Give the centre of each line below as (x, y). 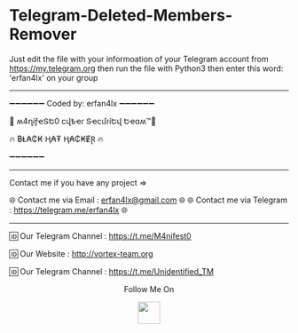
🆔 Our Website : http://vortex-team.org (81, 253)
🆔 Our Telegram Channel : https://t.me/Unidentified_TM (112, 271)
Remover (43, 34)
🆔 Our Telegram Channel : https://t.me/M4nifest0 (101, 235)
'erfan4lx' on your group (54, 77)
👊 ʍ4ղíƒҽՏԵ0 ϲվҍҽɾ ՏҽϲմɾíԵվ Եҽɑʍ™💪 (83, 121)
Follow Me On (149, 289)
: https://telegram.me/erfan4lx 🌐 (69, 210)
